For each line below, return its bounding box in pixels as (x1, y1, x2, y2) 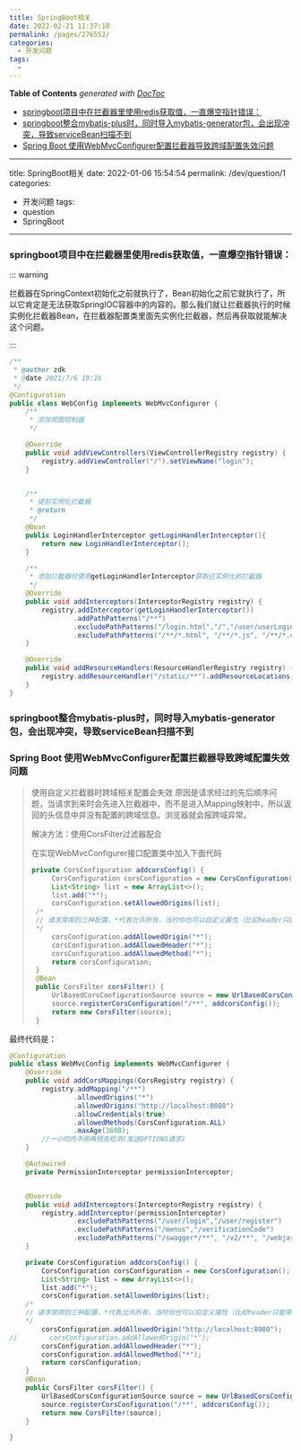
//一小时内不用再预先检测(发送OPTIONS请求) (41, 1135, 186, 1144)
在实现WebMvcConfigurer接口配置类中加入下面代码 (30, 847, 222, 858)
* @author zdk (13, 366, 66, 375)
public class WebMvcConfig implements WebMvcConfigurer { (9, 1059, 230, 1069)
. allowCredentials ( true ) (73, 1110, 167, 1118)
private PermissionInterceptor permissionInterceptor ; (25, 1167, 235, 1177)
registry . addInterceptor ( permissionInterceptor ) (41, 1208, 227, 1217)
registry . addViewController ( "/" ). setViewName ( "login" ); (41, 456, 254, 465)
